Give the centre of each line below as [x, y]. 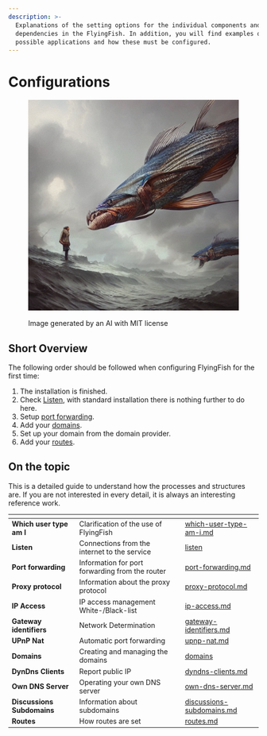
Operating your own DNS [120, 682]
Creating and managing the [124, 652]
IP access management [118, 602]
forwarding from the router [123, 571]
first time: [24, 376]
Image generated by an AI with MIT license [98, 323]
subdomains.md [211, 711]
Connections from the [115, 543]
